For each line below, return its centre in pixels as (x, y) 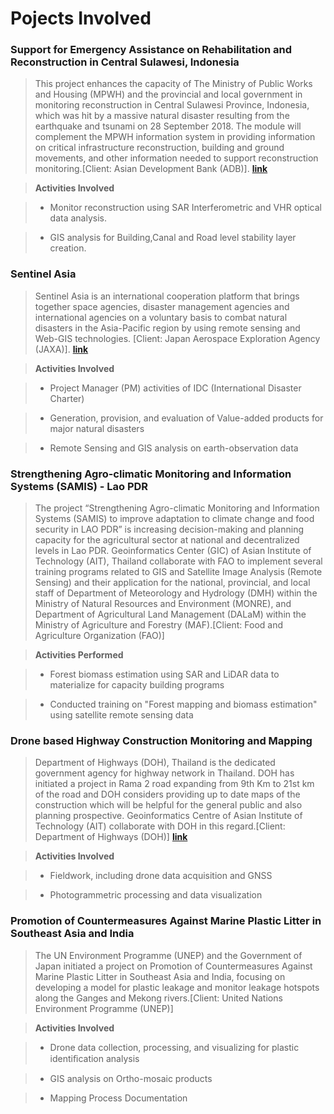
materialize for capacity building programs (137, 685)
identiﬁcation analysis (94, 1058)
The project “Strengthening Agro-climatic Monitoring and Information (177, 508)
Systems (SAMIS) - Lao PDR (79, 486)
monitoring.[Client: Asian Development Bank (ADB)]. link (151, 169)
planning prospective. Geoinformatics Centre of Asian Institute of (168, 816)
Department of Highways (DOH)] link (111, 837)
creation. (68, 248)
